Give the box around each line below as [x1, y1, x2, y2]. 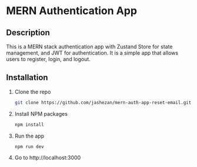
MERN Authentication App [6, 4, 137, 18]
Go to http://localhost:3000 [14, 154, 81, 161]
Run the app [14, 132, 45, 139]
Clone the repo [14, 88, 51, 95]
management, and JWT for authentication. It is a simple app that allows [6, 49, 178, 56]
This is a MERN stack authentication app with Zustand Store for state [6, 43, 173, 50]
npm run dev [14, 143, 44, 149]
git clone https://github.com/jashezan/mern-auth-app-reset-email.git [14, 99, 192, 105]
